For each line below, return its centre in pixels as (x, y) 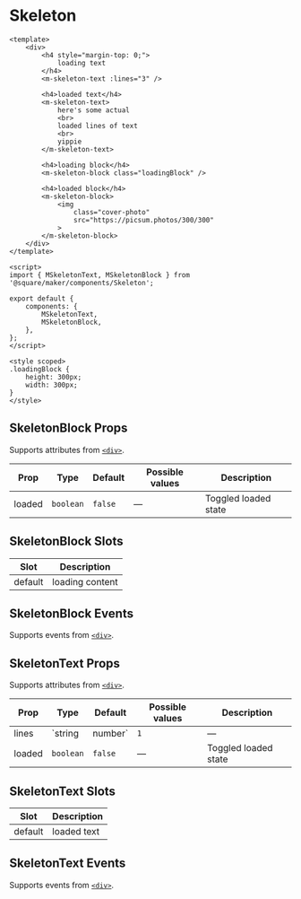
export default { (42, 298)
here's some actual (93, 110)
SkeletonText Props (65, 663)
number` (111, 734)
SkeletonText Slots (63, 791)
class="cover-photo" (112, 212)
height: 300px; (54, 377)
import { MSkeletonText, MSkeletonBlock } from (100, 275)
